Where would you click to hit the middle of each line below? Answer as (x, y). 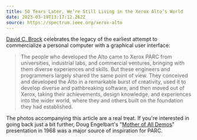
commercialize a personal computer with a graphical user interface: (88, 45)
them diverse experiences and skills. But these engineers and (95, 69)
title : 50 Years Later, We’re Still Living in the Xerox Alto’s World (95, 11)
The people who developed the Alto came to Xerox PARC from (96, 57)
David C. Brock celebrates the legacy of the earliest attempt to (82, 39)
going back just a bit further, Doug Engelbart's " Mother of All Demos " (91, 125)
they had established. (47, 107)
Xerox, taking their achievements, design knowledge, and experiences (106, 94)
